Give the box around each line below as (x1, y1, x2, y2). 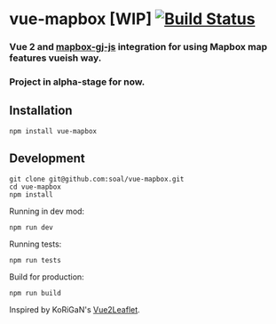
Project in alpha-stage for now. (9, 76, 146, 88)
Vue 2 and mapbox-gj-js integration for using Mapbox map (9, 41, 268, 53)
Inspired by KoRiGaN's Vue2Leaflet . (9, 304, 140, 315)
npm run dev (9, 223, 53, 231)
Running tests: (9, 239, 62, 249)
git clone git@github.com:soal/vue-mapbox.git (9, 174, 185, 183)
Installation (9, 103, 73, 118)
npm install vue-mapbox (9, 126, 98, 135)
